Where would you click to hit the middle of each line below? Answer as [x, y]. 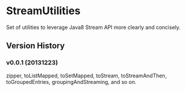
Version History [35, 46]
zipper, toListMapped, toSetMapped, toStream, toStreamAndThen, [87, 76]
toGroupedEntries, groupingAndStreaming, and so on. [71, 82]
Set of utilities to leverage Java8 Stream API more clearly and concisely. [93, 27]
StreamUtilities [43, 11]
